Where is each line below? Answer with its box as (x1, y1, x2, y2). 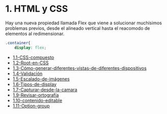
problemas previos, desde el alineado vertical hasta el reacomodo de (5, 25, 150, 31)
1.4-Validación (12, 70, 43, 77)
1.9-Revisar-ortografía (12, 92, 59, 98)
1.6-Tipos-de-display (12, 81, 57, 87)
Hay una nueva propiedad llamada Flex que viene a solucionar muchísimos (5, 20, 162, 26)
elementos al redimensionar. (5, 30, 65, 36)
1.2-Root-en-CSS (12, 59, 49, 66)
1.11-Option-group (12, 102, 50, 109)
